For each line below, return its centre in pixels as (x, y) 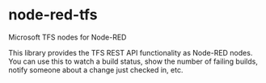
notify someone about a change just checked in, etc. (96, 69)
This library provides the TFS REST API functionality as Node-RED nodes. (131, 52)
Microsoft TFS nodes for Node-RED (68, 37)
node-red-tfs (53, 15)
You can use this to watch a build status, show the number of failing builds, (133, 61)
